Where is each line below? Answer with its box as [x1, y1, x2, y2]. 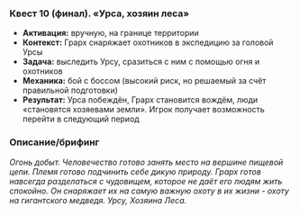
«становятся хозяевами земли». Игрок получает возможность [22, 104, 266, 115]
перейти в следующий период [22, 113, 140, 124]
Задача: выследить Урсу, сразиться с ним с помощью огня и [22, 57, 260, 67]
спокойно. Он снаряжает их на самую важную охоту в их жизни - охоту [9, 185, 290, 196]
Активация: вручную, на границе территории [22, 28, 200, 39]
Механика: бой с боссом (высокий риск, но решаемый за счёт [22, 76, 267, 86]
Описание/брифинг [9, 136, 100, 148]
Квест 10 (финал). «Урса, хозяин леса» [9, 7, 190, 20]
